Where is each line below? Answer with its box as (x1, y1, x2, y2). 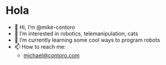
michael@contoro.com (23, 52, 80, 59)
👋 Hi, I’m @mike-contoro (14, 23, 76, 31)
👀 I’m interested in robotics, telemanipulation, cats (14, 29, 139, 37)
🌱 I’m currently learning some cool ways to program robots (14, 36, 161, 43)
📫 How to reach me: (14, 43, 66, 50)
